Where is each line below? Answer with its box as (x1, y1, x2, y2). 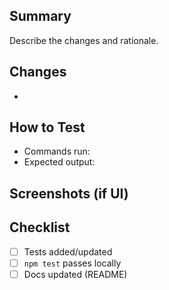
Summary (9, 8, 72, 25)
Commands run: (23, 145, 91, 158)
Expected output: (23, 156, 96, 168)
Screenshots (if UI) (9, 185, 129, 202)
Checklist (9, 219, 71, 236)
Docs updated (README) (23, 268, 128, 280)
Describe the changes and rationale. (9, 34, 159, 46)
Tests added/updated (23, 245, 113, 258)
